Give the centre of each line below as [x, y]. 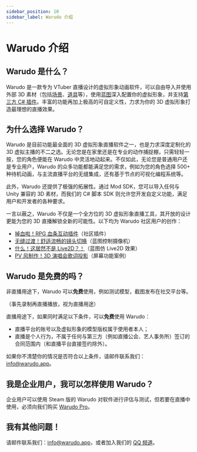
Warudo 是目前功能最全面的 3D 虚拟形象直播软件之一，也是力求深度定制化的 [98, 144]
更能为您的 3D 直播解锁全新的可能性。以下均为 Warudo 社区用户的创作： [94, 221]
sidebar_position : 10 [33, 11]
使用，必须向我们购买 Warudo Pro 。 [49, 407]
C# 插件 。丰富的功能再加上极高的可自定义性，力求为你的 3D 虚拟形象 [101, 101]
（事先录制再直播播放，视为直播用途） [52, 304]
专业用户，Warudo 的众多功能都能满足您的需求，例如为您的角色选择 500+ [101, 167]
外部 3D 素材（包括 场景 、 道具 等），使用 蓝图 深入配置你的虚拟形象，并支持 [95, 94]
